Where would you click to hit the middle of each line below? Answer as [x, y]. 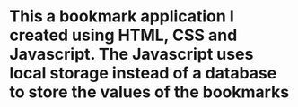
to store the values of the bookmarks [149, 92]
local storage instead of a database [143, 74]
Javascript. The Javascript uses [131, 54]
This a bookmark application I [122, 16]
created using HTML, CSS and [123, 35]
